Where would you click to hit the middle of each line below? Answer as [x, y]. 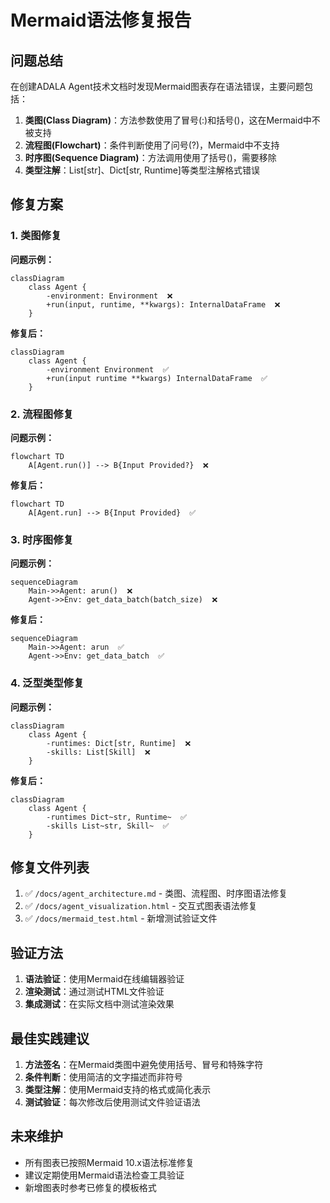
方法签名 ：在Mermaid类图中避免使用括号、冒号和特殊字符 [144, 1065]
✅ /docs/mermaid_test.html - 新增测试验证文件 [121, 918]
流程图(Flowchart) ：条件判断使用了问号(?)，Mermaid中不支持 [152, 145]
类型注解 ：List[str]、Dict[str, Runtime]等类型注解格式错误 [142, 170]
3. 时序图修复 [42, 539]
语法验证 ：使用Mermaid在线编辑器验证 [104, 979]
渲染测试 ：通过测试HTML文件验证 [94, 992]
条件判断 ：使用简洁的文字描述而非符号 [103, 1077]
